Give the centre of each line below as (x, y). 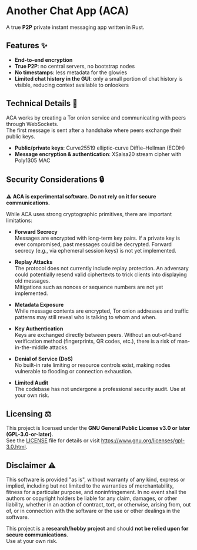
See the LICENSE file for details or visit (53, 440)
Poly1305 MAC (32, 160)
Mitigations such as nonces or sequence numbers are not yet (89, 287)
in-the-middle (31, 347)
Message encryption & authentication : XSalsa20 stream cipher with (98, 154)
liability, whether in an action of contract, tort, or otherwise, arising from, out (98, 504)
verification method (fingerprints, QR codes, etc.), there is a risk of (95, 341)
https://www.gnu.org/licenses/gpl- (143, 440)
